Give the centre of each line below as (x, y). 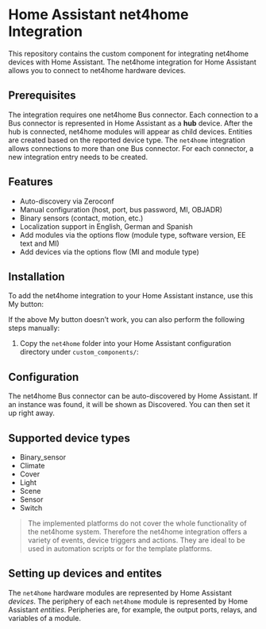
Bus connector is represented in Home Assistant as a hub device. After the (131, 123)
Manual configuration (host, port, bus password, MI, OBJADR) (121, 209)
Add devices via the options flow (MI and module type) (110, 251)
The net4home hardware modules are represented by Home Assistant (120, 592)
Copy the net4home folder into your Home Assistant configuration (125, 344)
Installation (37, 276)
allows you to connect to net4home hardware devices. (97, 70)
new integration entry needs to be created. (78, 157)
